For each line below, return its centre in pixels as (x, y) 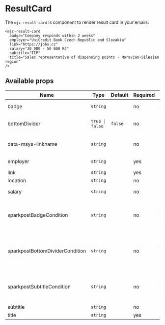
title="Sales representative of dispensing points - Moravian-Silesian (84, 57)
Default (120, 95)
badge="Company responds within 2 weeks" (53, 36)
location (17, 180)
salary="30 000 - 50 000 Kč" (39, 48)
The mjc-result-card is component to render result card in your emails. (77, 22)
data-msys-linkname (32, 144)
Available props (29, 81)
